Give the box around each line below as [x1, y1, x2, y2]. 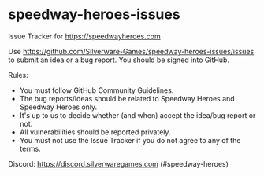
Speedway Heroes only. [19, 102, 98, 112]
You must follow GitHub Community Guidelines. [19, 85, 174, 95]
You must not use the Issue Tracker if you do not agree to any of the [19, 135, 241, 145]
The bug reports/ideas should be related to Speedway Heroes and [19, 93, 235, 103]
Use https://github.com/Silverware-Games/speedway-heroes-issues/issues [8, 46, 255, 56]
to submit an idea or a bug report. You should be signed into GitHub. [8, 55, 230, 64]
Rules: [8, 70, 29, 79]
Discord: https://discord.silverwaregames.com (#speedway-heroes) [8, 159, 229, 168]
